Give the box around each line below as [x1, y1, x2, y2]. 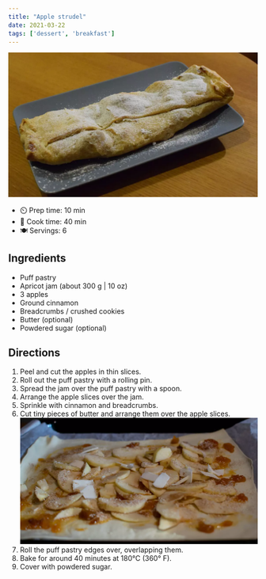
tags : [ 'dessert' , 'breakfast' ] [8, 29, 115, 37]
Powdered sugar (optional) [19, 323, 107, 333]
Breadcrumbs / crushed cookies [19, 306, 125, 316]
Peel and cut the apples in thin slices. [19, 367, 142, 376]
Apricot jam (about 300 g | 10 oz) [19, 281, 128, 291]
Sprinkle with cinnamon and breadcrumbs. [19, 401, 158, 410]
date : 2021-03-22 [8, 21, 66, 29]
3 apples [19, 289, 49, 299]
